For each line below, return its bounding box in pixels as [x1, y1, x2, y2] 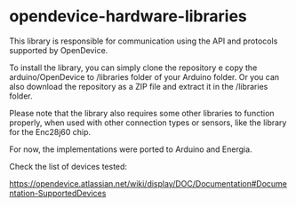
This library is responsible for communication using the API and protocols [9, 36, 278, 46]
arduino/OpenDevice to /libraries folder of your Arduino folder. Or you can [9, 71, 280, 82]
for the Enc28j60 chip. [9, 126, 92, 137]
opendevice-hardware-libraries [9, 6, 247, 27]
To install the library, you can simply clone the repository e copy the [9, 62, 258, 73]
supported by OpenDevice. [9, 44, 108, 55]
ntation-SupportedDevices [9, 187, 107, 198]
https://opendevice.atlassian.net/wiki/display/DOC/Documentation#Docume [9, 178, 287, 188]
